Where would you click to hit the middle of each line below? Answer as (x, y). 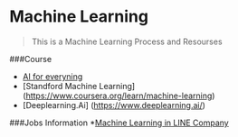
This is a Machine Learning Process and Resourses (127, 41)
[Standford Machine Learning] (79, 86)
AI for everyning (52, 76)
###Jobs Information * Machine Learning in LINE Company (119, 123)
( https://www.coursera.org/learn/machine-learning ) (119, 96)
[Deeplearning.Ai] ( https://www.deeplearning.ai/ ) (114, 105)
